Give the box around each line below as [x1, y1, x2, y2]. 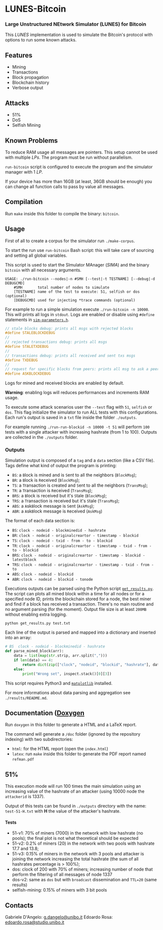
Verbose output [12, 85, 44, 91]
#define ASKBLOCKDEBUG [5, 371, 51, 376]
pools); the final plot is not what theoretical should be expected [12, 835, 139, 841]
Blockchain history [12, 79, 49, 86]
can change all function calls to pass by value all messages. [5, 184, 125, 190]
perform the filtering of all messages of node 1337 [12, 872, 113, 877]
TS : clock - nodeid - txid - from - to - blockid [12, 537, 113, 544]
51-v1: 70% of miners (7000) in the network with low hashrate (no [12, 830, 143, 836]
